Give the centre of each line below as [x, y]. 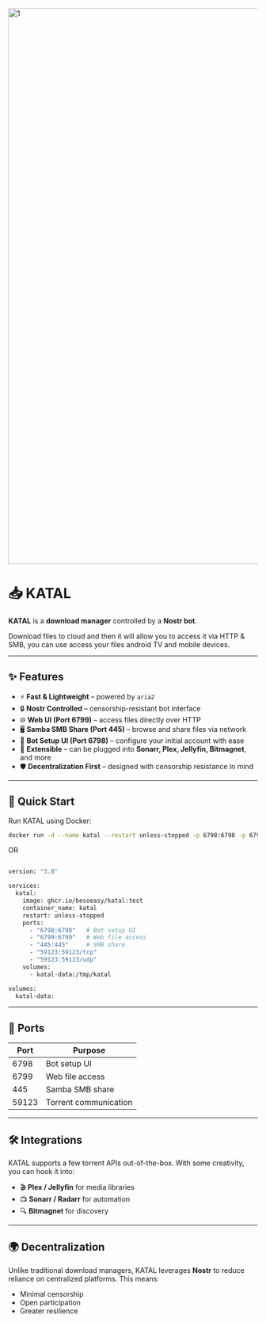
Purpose [89, 1050]
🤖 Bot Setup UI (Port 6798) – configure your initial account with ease [132, 741]
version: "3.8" [33, 872]
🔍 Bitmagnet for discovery [64, 1211]
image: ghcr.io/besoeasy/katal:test [83, 901]
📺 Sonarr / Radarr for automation [75, 1199]
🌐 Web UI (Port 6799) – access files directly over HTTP [110, 719]
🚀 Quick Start [42, 802]
